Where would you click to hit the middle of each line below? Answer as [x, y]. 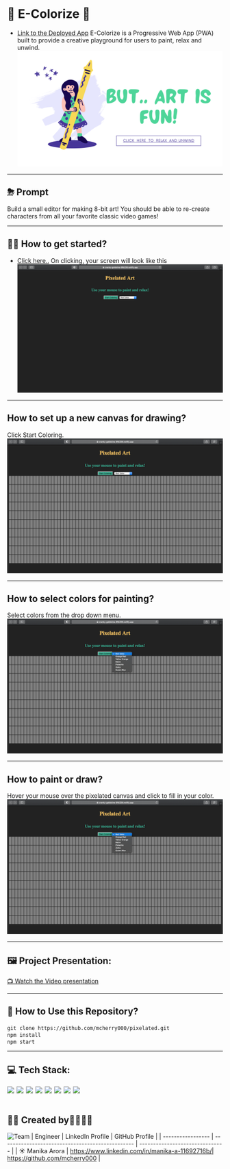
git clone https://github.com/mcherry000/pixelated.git [88, 1028]
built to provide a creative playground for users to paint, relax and [109, 40]
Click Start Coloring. [36, 435]
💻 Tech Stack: [39, 1070]
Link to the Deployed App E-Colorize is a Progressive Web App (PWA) [115, 33]
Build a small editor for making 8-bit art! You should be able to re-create [108, 209]
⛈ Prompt [28, 192]
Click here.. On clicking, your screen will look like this [92, 260]
